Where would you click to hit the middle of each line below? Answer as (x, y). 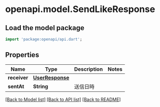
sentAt (16, 86)
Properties (22, 55)
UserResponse (51, 77)
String (41, 86)
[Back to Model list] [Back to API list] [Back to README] (63, 99)
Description (88, 69)
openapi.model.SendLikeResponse (80, 9)
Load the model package (45, 28)
